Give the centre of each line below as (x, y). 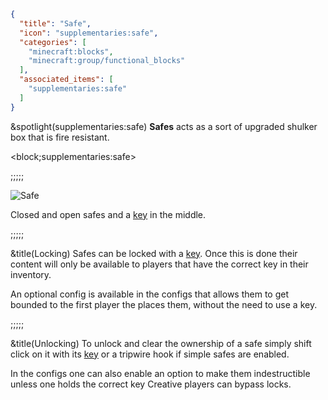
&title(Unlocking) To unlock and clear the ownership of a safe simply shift (161, 343)
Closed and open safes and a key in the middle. (108, 214)
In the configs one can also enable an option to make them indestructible (160, 373)
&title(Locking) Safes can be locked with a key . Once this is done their (154, 253)
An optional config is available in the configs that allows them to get (149, 294)
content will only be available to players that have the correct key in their (159, 264)
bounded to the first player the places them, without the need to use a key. (164, 304)
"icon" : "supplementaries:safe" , (89, 33)
